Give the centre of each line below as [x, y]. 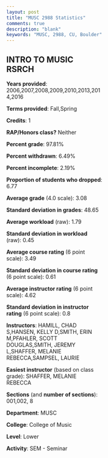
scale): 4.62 [21, 295]
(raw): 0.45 [20, 240]
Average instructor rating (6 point [49, 289]
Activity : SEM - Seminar [37, 448]
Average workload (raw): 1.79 [44, 221]
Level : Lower [23, 436]
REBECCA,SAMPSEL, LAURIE [43, 358]
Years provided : [27, 84]
